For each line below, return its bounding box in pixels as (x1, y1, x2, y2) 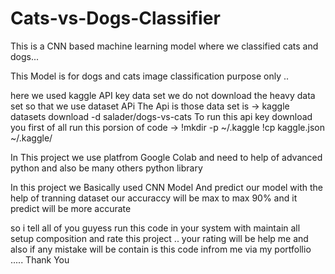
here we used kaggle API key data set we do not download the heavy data (10, 89, 316, 101)
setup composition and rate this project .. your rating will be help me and (10, 232, 309, 244)
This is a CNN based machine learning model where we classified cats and (10, 40, 319, 52)
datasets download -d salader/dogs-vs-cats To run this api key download (10, 110, 313, 122)
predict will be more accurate (10, 202, 132, 214)
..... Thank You (10, 253, 70, 266)
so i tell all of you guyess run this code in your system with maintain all (10, 222, 301, 234)
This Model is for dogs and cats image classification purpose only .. (10, 70, 290, 82)
